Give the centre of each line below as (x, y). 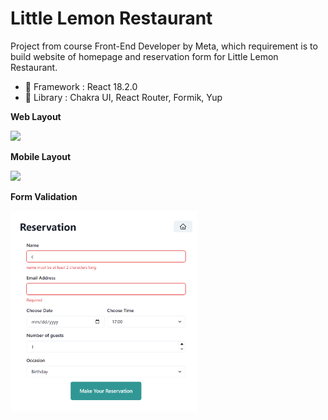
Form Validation (44, 196)
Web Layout (36, 116)
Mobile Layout (41, 156)
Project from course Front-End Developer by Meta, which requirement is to (164, 46)
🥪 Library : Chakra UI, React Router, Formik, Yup (123, 97)
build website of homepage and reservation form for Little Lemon (144, 56)
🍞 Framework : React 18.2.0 (81, 86)
